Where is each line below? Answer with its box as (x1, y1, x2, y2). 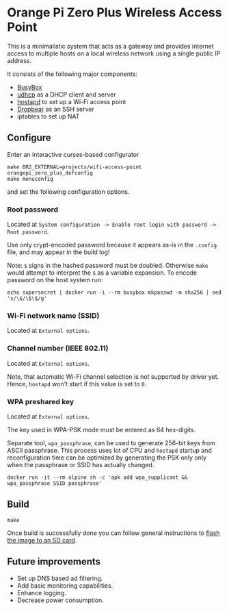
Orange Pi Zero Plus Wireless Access (7, 5, 222, 21)
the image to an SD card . (7, 536, 77, 544)
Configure (7, 132, 51, 144)
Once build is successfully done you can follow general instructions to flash (7, 529, 220, 537)
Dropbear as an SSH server (16, 105, 94, 113)
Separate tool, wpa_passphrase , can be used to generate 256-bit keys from (7, 438, 215, 447)
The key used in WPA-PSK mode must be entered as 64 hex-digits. (7, 425, 196, 434)
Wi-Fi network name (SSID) (7, 310, 100, 320)
